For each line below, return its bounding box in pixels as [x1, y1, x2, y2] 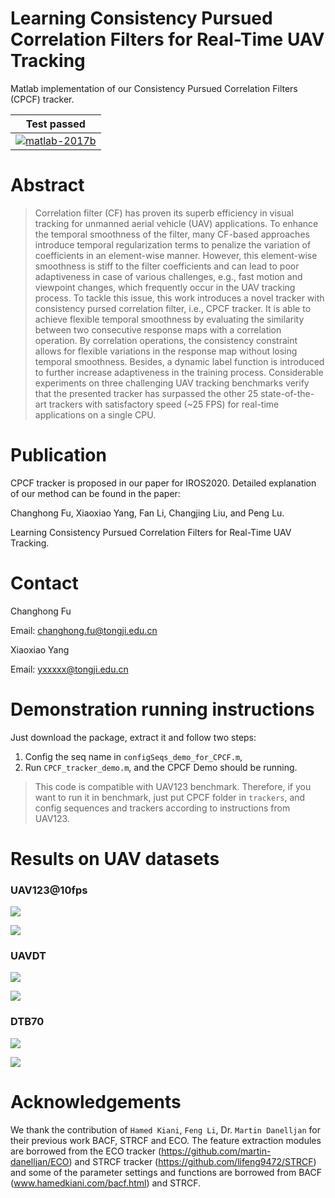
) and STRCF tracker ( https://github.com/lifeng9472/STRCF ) [68, 1155, 317, 1167]
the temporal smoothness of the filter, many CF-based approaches [34, 228, 310, 240]
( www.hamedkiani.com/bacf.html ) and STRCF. [10, 1177, 202, 1189]
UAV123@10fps [10, 883, 88, 897]
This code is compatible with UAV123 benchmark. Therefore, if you [34, 780, 312, 792]
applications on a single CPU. [34, 408, 157, 421]
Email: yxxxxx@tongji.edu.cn [10, 663, 129, 675]
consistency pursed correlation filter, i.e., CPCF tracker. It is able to [34, 302, 312, 314]
